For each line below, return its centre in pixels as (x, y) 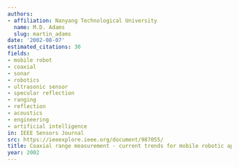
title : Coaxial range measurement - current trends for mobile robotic (116, 146)
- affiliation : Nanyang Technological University (83, 21)
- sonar (19, 73)
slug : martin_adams (43, 34)
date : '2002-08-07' (36, 41)
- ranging (22, 100)
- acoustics (25, 113)
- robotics (23, 80)
